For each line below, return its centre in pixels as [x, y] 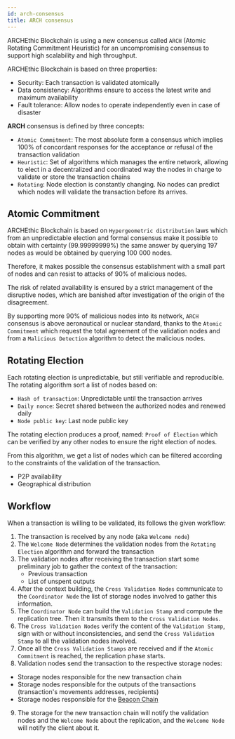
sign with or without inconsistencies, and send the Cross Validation [116, 633]
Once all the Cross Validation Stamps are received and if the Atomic [115, 648]
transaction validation [49, 154]
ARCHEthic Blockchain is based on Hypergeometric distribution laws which [117, 231]
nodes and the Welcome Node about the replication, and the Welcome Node [121, 720]
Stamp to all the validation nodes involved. [77, 641]
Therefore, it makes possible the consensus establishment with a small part [116, 267]
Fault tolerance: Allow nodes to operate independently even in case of [119, 105]
